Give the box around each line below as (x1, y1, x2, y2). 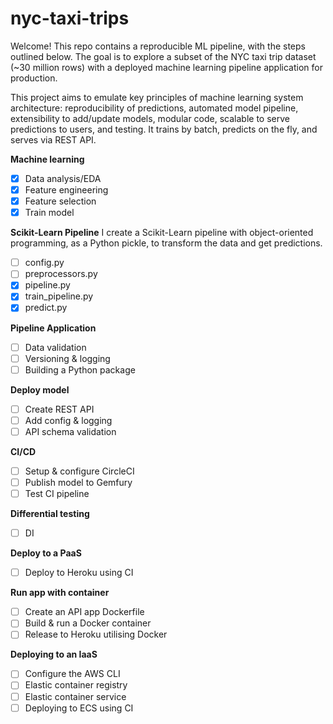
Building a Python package (24, 363, 136, 376)
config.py (24, 257, 65, 269)
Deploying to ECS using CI (24, 702, 134, 714)
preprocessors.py (24, 268, 98, 280)
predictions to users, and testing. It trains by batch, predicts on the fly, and (10, 123, 318, 135)
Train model (24, 207, 75, 219)
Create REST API (24, 403, 95, 415)
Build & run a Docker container (24, 617, 152, 629)
